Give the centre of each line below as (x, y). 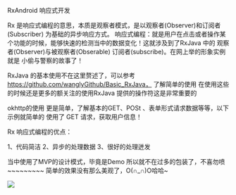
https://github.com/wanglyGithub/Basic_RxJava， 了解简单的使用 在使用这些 (118, 84)
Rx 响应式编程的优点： (40, 132)
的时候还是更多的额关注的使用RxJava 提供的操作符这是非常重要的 (102, 93)
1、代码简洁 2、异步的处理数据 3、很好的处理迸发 (79, 147)
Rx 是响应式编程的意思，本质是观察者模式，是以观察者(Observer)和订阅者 (114, 25)
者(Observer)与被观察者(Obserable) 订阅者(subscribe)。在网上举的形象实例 (117, 52)
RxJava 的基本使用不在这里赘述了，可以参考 (71, 75)
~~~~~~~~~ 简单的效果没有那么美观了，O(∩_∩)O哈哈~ (88, 170)
